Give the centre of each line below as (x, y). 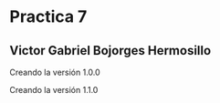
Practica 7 (48, 17)
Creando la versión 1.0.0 (55, 72)
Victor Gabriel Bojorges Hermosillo (110, 51)
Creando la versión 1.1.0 (54, 90)
